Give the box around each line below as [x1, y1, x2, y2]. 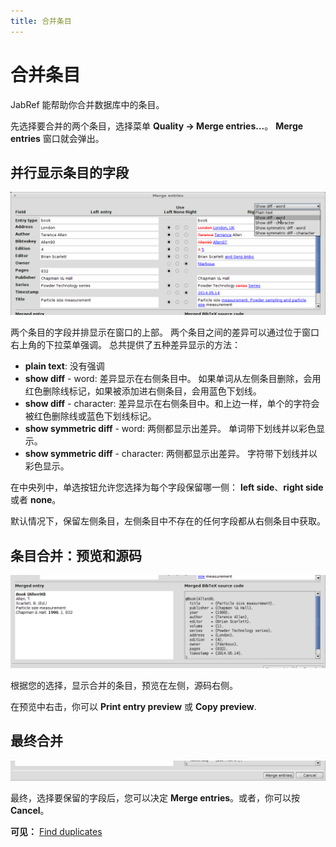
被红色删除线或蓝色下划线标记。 [24, 410, 157, 422]
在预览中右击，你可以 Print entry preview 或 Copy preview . [10, 700, 257, 712]
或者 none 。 [10, 494, 62, 506]
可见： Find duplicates [10, 825, 103, 837]
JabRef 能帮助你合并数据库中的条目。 [10, 98, 165, 110]
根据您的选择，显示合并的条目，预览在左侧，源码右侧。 [10, 679, 238, 691]
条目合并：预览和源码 [10, 547, 142, 564]
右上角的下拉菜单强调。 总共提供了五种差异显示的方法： [10, 339, 241, 351]
